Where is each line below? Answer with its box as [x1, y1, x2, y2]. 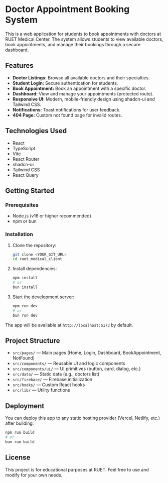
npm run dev [12, 303, 38, 308]
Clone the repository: [12, 242, 57, 248]
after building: [5, 420, 34, 426]
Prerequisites [5, 201, 39, 208]
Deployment [5, 402, 45, 410]
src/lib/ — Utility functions [12, 387, 70, 393]
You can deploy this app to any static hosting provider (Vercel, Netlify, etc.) [5, 415, 160, 421]
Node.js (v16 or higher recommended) [12, 213, 91, 219]
